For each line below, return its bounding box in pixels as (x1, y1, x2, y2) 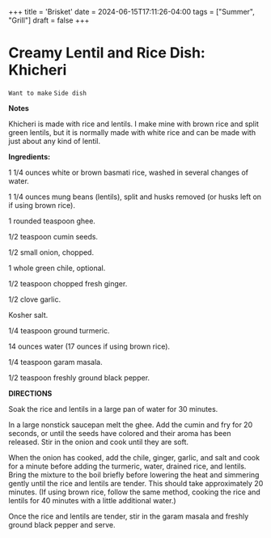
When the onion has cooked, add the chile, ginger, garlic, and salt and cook (8, 452, 260, 462)
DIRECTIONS (8, 388, 53, 398)
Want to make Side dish (8, 89, 87, 97)
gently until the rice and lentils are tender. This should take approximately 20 (8, 478, 264, 488)
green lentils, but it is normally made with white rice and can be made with (8, 127, 256, 137)
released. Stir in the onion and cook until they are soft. (8, 437, 188, 447)
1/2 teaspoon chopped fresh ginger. (8, 278, 128, 288)
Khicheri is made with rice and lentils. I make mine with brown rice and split (8, 119, 259, 129)
